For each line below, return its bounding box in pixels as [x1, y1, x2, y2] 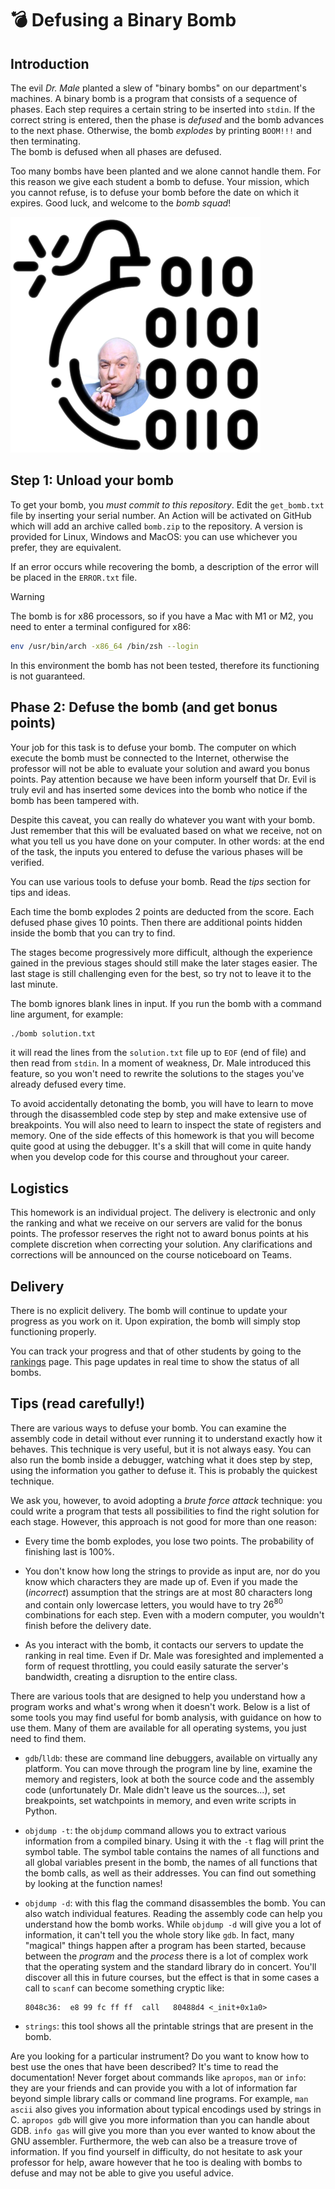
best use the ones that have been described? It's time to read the [10, 2061, 279, 2073]
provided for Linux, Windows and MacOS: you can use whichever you [10, 530, 298, 542]
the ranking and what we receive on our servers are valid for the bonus [10, 1217, 303, 1229]
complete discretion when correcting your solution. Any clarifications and [10, 1238, 313, 1251]
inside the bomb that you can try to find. [10, 927, 176, 939]
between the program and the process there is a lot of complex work [24, 1950, 309, 1962]
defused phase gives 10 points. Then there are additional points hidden [10, 916, 303, 928]
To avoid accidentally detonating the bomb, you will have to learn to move [10, 1098, 314, 1110]
